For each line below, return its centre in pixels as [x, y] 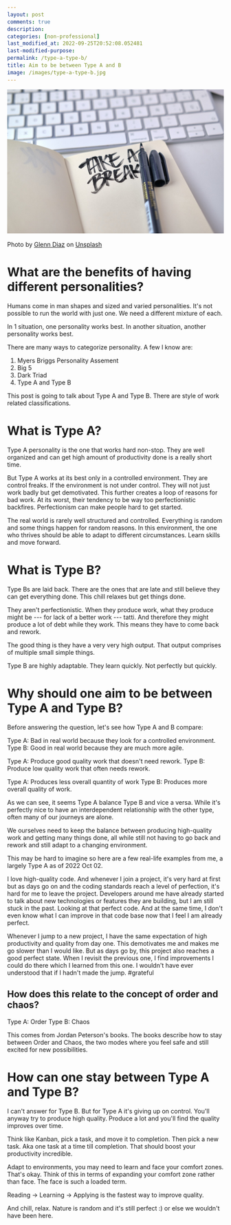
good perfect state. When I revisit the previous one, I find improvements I [111, 958]
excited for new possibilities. [47, 1050]
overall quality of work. [40, 789]
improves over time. [35, 1125]
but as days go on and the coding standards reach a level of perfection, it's [113, 887]
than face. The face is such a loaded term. [67, 1181]
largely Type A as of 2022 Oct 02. [55, 866]
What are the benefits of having [99, 272]
